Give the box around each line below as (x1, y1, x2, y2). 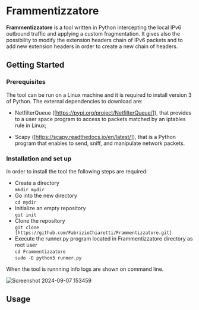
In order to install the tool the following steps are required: (6, 167, 148, 175)
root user (14, 241, 37, 248)
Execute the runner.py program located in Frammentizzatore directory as (14, 235, 193, 242)
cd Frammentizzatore (14, 248, 66, 255)
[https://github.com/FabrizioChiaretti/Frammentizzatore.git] (14, 230, 172, 236)
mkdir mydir (14, 186, 45, 192)
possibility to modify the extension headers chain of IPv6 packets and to (6, 36, 183, 43)
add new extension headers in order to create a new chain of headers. (6, 43, 178, 50)
